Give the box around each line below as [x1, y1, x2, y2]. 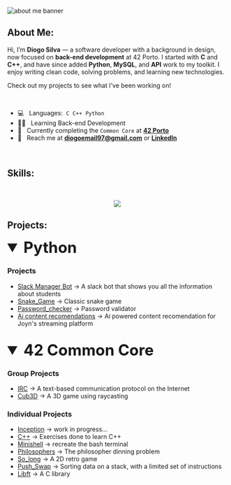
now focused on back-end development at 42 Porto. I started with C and [7, 52, 218, 61]
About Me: [7, 27, 54, 38]
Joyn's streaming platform [17, 319, 94, 328]
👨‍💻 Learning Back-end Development [17, 119, 126, 127]
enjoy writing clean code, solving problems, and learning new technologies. [7, 67, 225, 76]
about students [17, 289, 61, 298]
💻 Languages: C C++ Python [17, 108, 105, 117]
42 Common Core [23, 340, 154, 359]
